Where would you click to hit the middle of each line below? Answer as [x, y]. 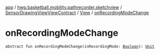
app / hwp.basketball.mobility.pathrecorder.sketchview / [64, 7]
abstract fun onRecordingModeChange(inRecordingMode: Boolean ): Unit [80, 46]
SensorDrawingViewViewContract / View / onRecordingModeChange [77, 13]
